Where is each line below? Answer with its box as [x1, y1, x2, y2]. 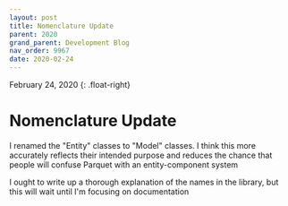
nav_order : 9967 [9, 47, 70, 56]
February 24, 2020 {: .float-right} [9, 80, 131, 90]
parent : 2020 [9, 30, 58, 39]
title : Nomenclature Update [9, 21, 114, 30]
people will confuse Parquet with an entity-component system [9, 159, 239, 170]
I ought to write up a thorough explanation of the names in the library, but [9, 176, 279, 187]
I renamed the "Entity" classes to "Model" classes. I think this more [9, 140, 257, 150]
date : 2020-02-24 [9, 55, 74, 64]
